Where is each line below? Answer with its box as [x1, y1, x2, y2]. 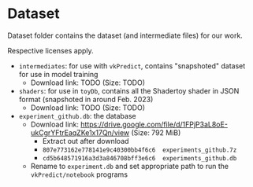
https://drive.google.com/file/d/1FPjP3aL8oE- [80, 119, 228, 129]
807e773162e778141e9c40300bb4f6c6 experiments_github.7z [42, 146, 237, 154]
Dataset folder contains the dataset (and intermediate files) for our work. [7, 31, 244, 40]
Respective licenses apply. [7, 46, 94, 55]
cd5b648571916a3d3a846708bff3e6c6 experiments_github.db [42, 154, 237, 162]
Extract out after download [42, 136, 129, 145]
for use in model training [18, 69, 99, 79]
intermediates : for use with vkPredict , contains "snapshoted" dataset [18, 60, 246, 71]
